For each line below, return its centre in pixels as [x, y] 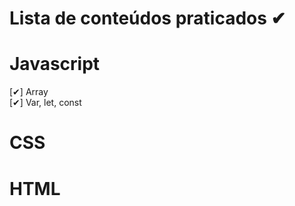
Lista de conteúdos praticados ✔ [148, 18]
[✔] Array [29, 92]
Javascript [55, 64]
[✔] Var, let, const [45, 103]
